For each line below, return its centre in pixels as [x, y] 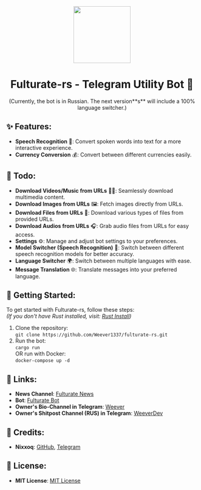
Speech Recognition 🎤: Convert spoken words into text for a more [98, 141]
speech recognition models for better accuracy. [75, 253]
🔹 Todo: [21, 176]
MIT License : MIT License [48, 480]
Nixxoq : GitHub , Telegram [48, 447]
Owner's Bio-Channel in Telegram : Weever [70, 407]
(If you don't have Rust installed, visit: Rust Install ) [69, 316]
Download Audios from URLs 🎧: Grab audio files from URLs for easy [102, 226]
